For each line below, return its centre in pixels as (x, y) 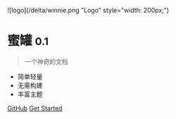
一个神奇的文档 (46, 61)
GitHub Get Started (35, 108)
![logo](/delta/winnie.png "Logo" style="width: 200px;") (88, 10)
